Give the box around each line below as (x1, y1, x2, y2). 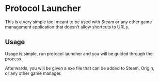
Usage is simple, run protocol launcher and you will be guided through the (5, 51, 153, 56)
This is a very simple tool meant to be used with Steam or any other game (5, 19, 152, 25)
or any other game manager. (5, 70, 62, 76)
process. (5, 56, 23, 62)
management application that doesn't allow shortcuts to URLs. (5, 24, 129, 29)
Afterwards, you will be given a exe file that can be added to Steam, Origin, (5, 65, 155, 71)
